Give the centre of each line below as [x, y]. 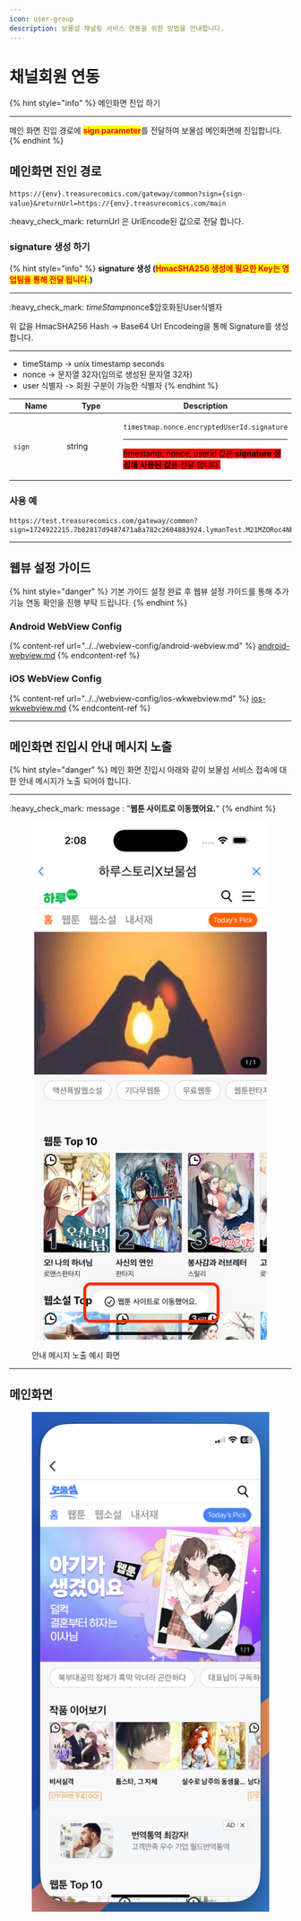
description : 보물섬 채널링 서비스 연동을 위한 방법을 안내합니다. [117, 28]
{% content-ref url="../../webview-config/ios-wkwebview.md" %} [129, 698]
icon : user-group [42, 19]
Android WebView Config [66, 626]
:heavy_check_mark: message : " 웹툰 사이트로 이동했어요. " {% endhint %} [143, 808]
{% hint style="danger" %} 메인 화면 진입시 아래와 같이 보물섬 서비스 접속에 [143, 770]
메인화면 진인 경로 [56, 171]
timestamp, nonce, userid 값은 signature [198, 454]
